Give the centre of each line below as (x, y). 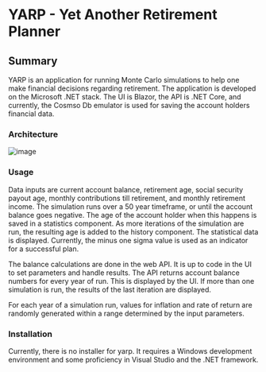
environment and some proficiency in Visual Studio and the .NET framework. (133, 359)
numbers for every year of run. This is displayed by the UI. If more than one (131, 281)
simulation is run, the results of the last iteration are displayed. (110, 289)
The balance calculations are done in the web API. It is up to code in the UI (130, 264)
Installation (31, 334)
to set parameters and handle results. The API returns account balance (124, 273)
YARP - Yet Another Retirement (113, 15)
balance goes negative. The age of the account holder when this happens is (133, 215)
